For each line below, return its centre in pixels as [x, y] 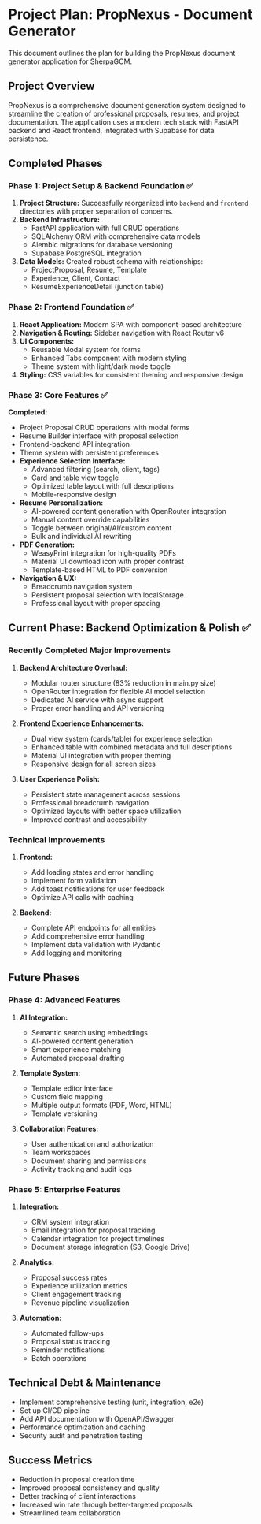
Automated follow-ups [67, 1333]
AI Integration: [44, 1017]
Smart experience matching [76, 1049]
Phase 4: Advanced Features [64, 1000]
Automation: [40, 1318]
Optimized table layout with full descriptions [103, 486]
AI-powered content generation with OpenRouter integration [129, 511]
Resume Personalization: [61, 503]
